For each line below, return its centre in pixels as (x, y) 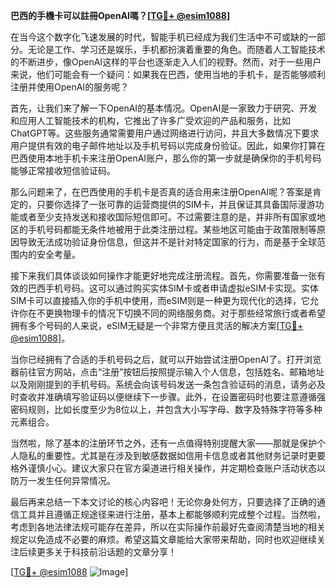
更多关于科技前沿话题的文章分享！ (106, 552)
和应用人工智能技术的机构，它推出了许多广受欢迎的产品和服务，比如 (150, 120)
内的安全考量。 (49, 254)
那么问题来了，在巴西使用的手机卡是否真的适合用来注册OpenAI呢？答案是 (161, 192)
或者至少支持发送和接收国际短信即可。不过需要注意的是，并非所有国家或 (167, 217)
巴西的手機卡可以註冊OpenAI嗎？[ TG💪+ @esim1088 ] (120, 15)
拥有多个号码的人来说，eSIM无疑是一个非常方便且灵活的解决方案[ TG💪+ (157, 325)
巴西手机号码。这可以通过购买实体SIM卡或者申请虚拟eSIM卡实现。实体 (173, 288)
